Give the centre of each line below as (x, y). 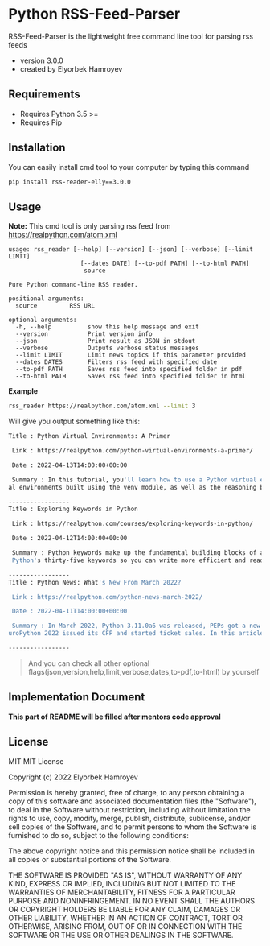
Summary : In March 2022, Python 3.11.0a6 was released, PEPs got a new (136, 626)
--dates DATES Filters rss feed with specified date (117, 362)
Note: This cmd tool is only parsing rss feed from (90, 226)
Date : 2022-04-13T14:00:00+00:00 (70, 465)
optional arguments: (43, 320)
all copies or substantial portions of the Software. (90, 859)
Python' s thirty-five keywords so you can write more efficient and (129, 560)
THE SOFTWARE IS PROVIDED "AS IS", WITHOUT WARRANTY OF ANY (125, 875)
